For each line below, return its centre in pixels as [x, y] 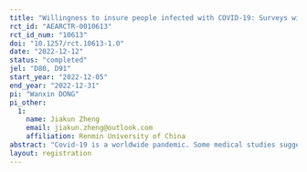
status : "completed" [49, 60]
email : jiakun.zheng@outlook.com [90, 128]
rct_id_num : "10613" [49, 35]
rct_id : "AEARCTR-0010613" [61, 26]
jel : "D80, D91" [40, 69]
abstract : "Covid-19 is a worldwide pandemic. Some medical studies [143, 145]
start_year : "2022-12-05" [58, 77]
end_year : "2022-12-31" [55, 86]
